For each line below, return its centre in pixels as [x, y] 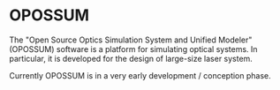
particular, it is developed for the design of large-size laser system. [131, 58]
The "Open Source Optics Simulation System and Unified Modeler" [131, 40]
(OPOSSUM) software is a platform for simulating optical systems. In [133, 49]
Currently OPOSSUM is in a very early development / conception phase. [140, 75]
